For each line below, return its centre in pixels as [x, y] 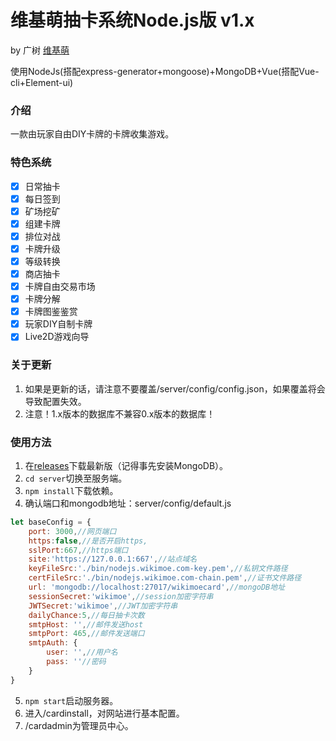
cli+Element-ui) [42, 82]
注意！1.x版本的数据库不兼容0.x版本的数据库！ [120, 413]
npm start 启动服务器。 [71, 700]
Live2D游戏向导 [57, 337]
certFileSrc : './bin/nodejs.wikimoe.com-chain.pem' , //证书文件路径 [165, 578]
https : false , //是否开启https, [88, 541]
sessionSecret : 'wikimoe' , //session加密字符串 [121, 596]
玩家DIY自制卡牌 [58, 324]
